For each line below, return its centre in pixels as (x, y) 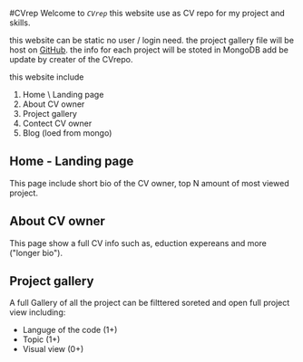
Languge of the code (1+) (70, 330)
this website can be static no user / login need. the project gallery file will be (152, 40)
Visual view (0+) (53, 349)
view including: (38, 312)
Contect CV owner (57, 123)
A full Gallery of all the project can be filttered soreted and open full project (150, 303)
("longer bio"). (36, 252)
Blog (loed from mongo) (67, 133)
